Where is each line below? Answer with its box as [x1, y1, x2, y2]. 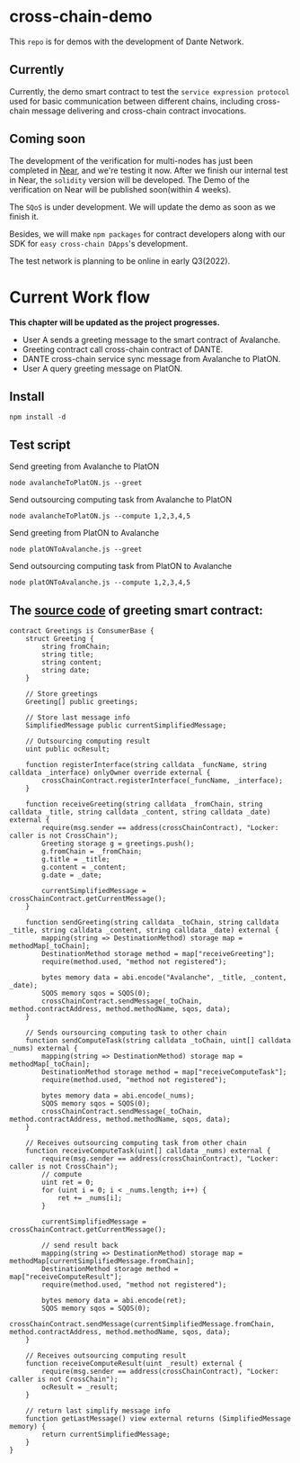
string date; [41, 665, 91, 674]
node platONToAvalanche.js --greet [9, 545, 143, 555]
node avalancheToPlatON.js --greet [9, 479, 143, 488]
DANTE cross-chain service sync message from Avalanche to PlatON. [22, 353, 281, 364]
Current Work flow [9, 286, 151, 307]
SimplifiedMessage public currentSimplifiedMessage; [25, 720, 227, 730]
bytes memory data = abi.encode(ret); [41, 1296, 187, 1305]
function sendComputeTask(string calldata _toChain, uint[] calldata [25, 1035, 292, 1045]
